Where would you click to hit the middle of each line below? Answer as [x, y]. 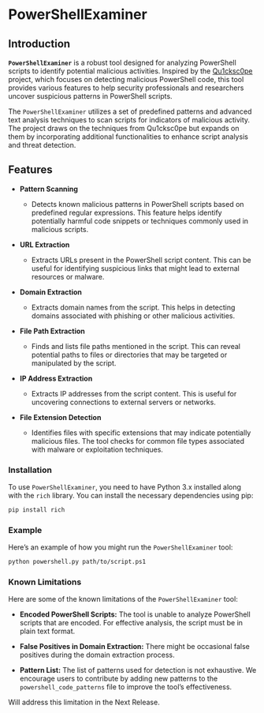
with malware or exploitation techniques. [97, 449]
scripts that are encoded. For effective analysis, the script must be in [131, 623]
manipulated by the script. [74, 363]
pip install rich [37, 510]
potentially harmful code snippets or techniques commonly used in [140, 221]
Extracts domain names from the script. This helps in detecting [133, 307]
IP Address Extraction [56, 378]
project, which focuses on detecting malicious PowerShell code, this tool [126, 79]
